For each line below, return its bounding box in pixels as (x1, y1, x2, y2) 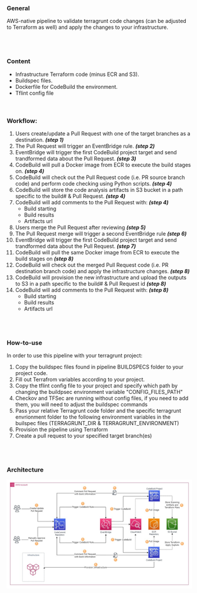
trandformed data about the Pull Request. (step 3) (15, 155, 137, 162)
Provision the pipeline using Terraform (15, 426, 108, 433)
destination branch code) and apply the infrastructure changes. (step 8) (15, 267, 190, 274)
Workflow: (6, 117, 38, 125)
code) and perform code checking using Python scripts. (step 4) (15, 180, 172, 187)
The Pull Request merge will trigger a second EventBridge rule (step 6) (15, 230, 187, 237)
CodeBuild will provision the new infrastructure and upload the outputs (15, 274, 187, 281)
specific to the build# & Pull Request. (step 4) (15, 193, 126, 200)
